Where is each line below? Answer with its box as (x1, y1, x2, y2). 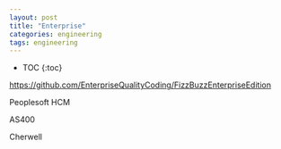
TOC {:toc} (22, 62, 63, 73)
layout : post (9, 12, 58, 22)
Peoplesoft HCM (9, 97, 70, 108)
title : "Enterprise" (9, 21, 87, 30)
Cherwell (9, 131, 43, 143)
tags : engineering (9, 37, 78, 47)
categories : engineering (9, 29, 102, 38)
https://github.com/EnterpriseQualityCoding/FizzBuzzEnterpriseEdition (9, 79, 272, 90)
